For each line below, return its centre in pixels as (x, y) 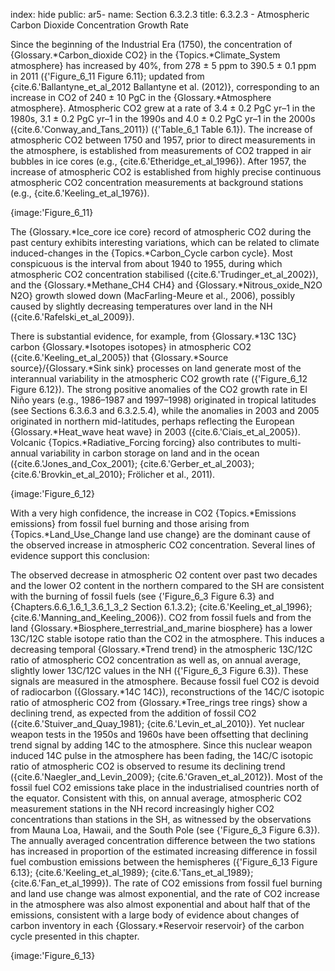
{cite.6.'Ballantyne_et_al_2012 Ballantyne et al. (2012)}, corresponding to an (165, 87)
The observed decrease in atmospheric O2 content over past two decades (164, 575)
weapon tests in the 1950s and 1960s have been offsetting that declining (159, 734)
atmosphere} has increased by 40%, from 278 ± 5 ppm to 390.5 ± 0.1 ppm (163, 65)
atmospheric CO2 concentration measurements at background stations (157, 182)
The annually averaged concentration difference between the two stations (163, 840)
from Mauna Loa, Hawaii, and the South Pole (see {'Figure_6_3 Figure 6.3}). (165, 830)
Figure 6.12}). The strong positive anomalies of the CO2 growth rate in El (159, 389)
